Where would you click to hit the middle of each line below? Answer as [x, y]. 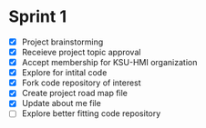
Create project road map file [75, 94]
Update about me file [61, 103]
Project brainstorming [62, 42]
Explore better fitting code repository [91, 113]
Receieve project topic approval [81, 52]
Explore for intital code [64, 73]
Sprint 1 [38, 17]
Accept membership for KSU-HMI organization [109, 63]
